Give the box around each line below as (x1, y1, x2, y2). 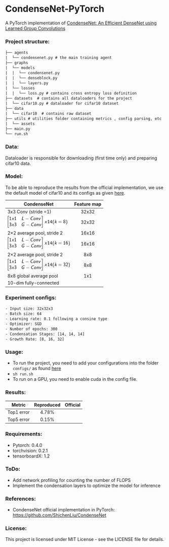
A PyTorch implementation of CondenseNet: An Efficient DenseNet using (5, 20, 157, 26)
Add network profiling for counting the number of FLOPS (12, 477, 131, 483)
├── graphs (5, 60, 28, 66)
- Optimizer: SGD (5, 321, 42, 327)
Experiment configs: (5, 294, 57, 301)
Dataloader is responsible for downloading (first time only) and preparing (5, 155, 157, 161)
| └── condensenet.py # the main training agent (5, 55, 112, 60)
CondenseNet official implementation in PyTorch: (12, 507, 115, 513)
